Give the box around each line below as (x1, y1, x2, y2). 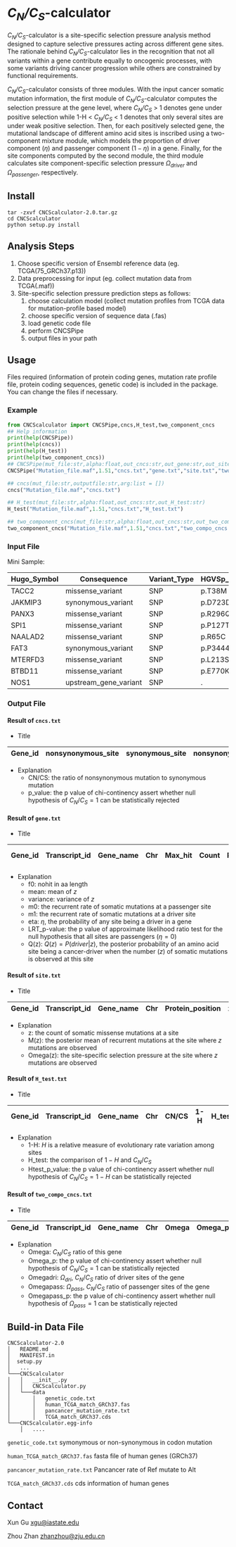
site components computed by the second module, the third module (7, 151, 204, 160)
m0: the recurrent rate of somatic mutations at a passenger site (27, 902, 211, 911)
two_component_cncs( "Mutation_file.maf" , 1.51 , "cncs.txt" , (7, 525, 181, 532)
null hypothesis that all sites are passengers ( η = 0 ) (27, 933, 177, 941)
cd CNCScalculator (7, 215, 61, 222)
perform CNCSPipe (27, 326, 84, 335)
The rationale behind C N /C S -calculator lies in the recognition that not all (7, 47, 215, 58)
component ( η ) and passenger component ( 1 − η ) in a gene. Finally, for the (7, 144, 223, 153)
